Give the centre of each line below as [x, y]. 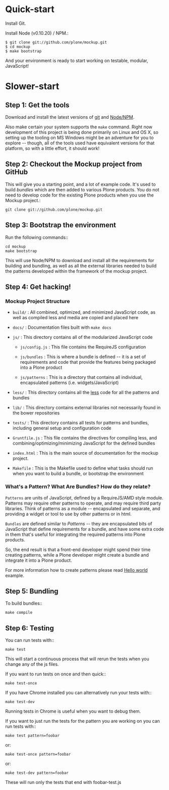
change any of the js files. [32, 664]
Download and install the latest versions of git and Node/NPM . [70, 117]
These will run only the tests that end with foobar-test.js [63, 782]
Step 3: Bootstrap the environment [61, 225]
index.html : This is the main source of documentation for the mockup [85, 453]
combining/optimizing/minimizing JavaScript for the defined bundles [84, 443]
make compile [19, 613]
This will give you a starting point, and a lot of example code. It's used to [80, 184]
